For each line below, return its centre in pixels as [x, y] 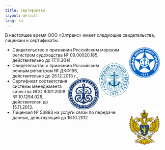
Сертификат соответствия [40, 81]
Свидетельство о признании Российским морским [66, 50]
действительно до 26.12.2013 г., [45, 76]
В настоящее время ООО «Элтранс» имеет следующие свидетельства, [80, 35]
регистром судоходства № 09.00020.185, [55, 55]
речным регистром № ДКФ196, [45, 71]
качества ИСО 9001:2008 [39, 92]
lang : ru [14, 21]
